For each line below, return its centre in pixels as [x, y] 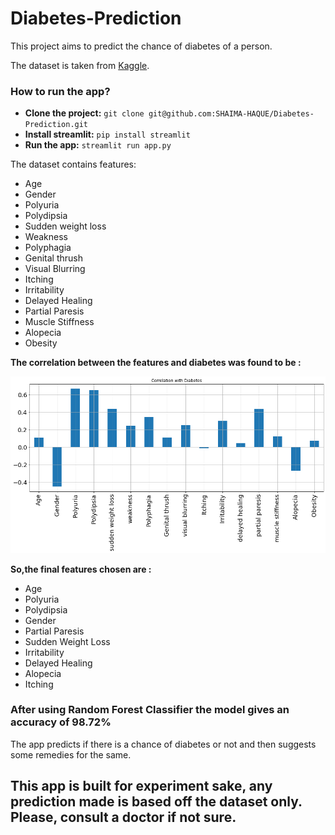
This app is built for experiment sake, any [141, 786]
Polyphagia [48, 248]
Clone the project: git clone [84, 113]
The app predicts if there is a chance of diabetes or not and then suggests [163, 744]
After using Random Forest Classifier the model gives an [150, 710]
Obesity [41, 343]
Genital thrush [53, 258]
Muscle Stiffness [59, 322]
